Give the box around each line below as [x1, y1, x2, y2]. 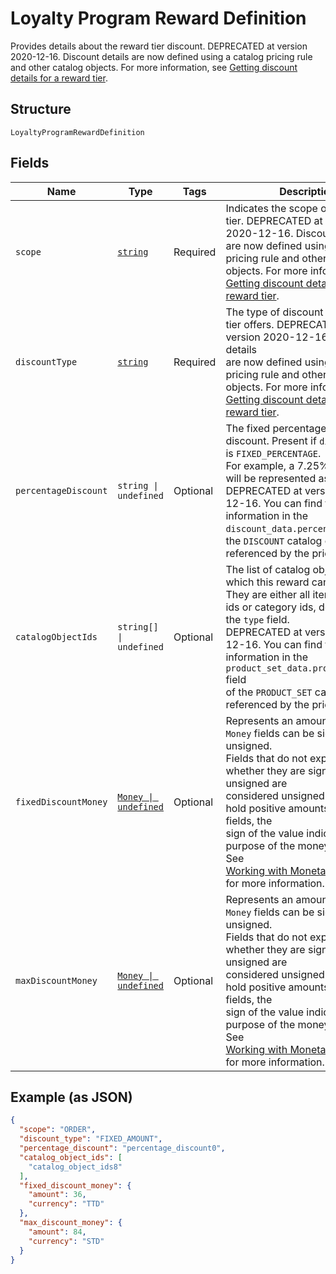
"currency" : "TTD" [28, 1199, 105, 1209]
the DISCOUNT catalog [225, 533, 323, 547]
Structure [10, 101, 72, 118]
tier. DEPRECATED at [225, 213, 323, 227]
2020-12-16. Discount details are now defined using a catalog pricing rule [10, 50, 313, 62]
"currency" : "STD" [28, 1236, 105, 1246]
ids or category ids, [225, 600, 317, 614]
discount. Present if [225, 433, 317, 447]
